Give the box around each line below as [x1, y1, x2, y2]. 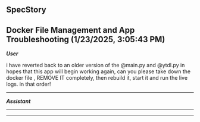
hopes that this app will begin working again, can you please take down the [6, 68, 191, 75]
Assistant [6, 98, 31, 105]
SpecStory [6, 5, 46, 15]
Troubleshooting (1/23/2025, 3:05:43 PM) [6, 34, 165, 44]
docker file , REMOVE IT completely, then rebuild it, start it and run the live [6, 74, 188, 82]
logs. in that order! [6, 80, 52, 88]
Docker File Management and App [6, 25, 135, 35]
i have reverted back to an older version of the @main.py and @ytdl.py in [6, 62, 185, 69]
